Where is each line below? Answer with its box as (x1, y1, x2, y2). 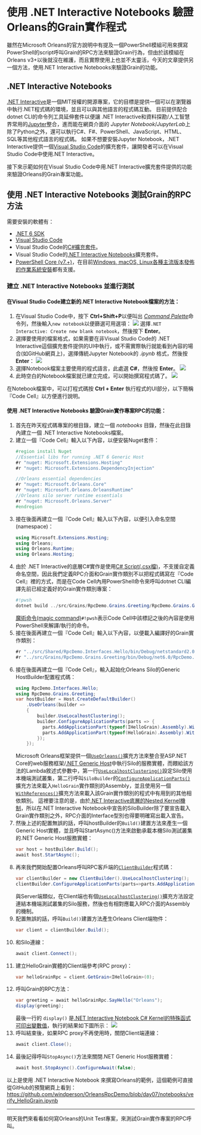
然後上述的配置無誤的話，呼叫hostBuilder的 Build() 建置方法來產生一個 (15, 819, 188, 827)
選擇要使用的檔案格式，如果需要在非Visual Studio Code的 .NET (15, 335, 171, 342)
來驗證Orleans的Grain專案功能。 (7, 170, 86, 178)
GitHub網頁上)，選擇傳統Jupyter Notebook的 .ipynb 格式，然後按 (27, 350, 188, 357)
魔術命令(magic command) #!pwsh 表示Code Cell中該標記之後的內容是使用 (15, 614, 195, 622)
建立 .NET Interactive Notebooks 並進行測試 (7, 282, 135, 290)
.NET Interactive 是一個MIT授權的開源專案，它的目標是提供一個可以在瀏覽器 (7, 98, 191, 105)
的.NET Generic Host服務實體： (15, 834, 93, 842)
